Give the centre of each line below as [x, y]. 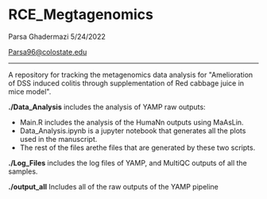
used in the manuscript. [58, 139]
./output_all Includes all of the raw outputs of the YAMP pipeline [113, 186]
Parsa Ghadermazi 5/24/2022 [57, 36]
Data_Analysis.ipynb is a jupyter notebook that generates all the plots [133, 130]
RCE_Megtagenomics [81, 15]
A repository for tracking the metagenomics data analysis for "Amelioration [131, 75]
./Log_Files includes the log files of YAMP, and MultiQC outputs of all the [128, 163]
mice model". [30, 91]
